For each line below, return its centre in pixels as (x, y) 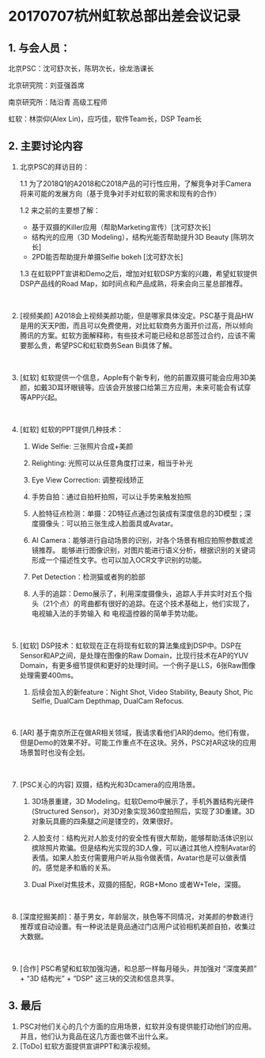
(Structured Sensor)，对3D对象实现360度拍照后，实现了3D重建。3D (143, 811)
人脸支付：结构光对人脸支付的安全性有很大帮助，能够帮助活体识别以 (142, 838)
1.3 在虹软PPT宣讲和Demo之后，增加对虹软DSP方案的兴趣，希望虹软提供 (138, 273)
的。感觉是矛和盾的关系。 (73, 867)
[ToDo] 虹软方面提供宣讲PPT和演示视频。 (87, 1046)
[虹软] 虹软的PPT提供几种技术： (72, 429)
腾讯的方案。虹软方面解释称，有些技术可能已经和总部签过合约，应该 (131, 335)
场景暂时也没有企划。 (54, 752)
